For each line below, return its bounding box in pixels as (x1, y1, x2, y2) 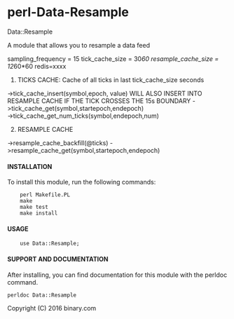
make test (20, 204, 49, 211)
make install (20, 210, 58, 217)
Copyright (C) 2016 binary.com (7, 304, 97, 312)
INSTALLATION (7, 162, 53, 170)
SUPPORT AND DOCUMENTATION (7, 254, 109, 263)
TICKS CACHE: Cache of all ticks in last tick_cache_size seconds (17, 75, 205, 84)
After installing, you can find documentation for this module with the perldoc (7, 271, 228, 279)
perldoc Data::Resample (7, 292, 77, 299)
